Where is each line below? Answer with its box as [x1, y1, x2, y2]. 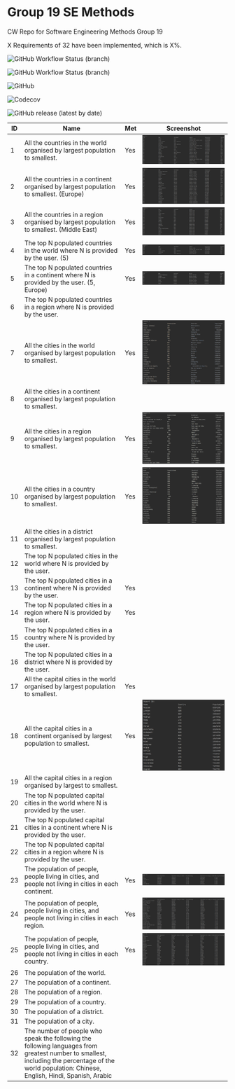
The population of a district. [24, 1007, 104, 1015]
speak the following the [24, 1034, 92, 1043]
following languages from [24, 1041, 98, 1050]
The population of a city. [24, 1017, 94, 1026]
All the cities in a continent [24, 387, 100, 396]
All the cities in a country [24, 485, 96, 493]
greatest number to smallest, [24, 1049, 107, 1057]
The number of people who [24, 1027, 103, 1035]
